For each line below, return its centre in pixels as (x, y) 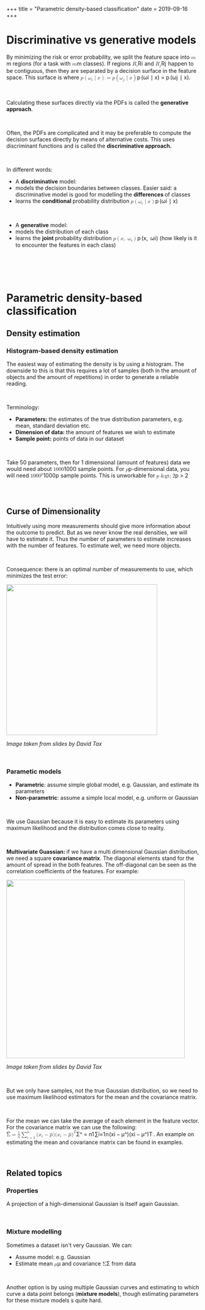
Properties (22, 1191)
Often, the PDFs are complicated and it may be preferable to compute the (99, 133)
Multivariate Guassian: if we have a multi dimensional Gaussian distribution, (102, 852)
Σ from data (121, 1263)
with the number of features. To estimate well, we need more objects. (94, 546)
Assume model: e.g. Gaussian (53, 1257)
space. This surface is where (43, 77)
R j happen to (177, 63)
